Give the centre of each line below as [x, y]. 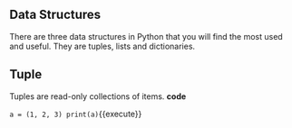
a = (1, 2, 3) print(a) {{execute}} [76, 114]
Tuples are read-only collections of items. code [98, 96]
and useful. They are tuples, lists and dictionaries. [102, 46]
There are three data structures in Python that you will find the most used [146, 36]
